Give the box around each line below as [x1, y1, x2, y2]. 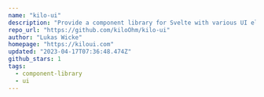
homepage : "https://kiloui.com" [8, 41, 114, 48]
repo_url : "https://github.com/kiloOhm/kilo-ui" [8, 26, 170, 34]
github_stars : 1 [8, 56, 61, 63]
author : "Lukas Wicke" [8, 33, 82, 41]
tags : [8, 63, 26, 70]
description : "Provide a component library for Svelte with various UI [8, 19, 247, 27]
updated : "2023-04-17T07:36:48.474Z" [8, 48, 132, 56]
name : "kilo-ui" [8, 11, 61, 20]
